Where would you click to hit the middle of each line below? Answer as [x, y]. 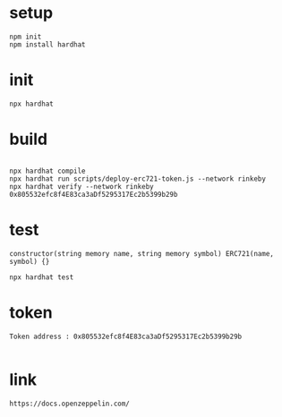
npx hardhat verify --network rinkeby [81, 186]
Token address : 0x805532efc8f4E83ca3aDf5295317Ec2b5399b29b [126, 336]
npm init [26, 37]
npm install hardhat [48, 44]
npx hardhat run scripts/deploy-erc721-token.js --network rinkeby [138, 179]
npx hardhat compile [48, 171]
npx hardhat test [42, 277]
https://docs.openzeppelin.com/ [69, 404]
